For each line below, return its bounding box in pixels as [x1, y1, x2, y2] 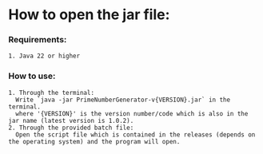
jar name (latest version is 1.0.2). [8, 116, 134, 124]
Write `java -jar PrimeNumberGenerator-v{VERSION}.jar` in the [15, 96, 230, 104]
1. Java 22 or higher [8, 52, 81, 61]
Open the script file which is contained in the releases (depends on [15, 130, 256, 139]
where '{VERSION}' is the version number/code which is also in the [15, 109, 249, 117]
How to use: [8, 70, 56, 81]
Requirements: [8, 34, 67, 45]
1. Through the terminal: [8, 89, 94, 97]
